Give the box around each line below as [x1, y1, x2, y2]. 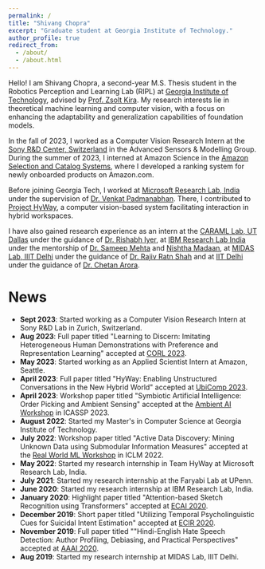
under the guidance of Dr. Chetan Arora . [8, 260, 141, 270]
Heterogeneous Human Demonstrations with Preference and [19, 340, 219, 350]
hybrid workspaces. [8, 211, 74, 220]
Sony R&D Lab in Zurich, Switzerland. [19, 322, 142, 332]
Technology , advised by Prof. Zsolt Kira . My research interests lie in [8, 95, 229, 105]
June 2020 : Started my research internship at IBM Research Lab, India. [19, 484, 254, 493]
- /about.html [15, 57, 62, 65]
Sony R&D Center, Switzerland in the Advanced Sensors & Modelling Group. [8, 144, 257, 154]
